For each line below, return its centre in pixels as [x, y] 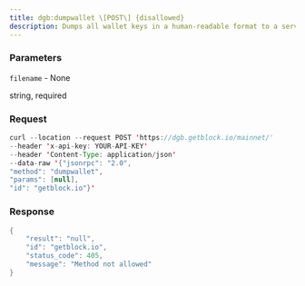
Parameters [35, 58]
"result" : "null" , [60, 239]
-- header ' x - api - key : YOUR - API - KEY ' [79, 146]
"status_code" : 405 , [64, 256]
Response [32, 212]
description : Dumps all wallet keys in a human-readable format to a [144, 26]
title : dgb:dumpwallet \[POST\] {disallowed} [97, 18]
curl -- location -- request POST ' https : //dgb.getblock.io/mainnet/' [142, 138]
